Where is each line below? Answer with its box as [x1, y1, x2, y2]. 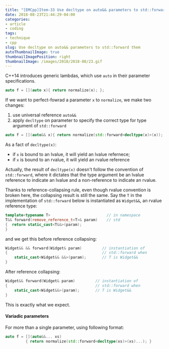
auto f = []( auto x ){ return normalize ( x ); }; [5, 88, 105, 93]
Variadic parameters [5, 313, 49, 319]
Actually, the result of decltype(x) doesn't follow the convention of [5, 167, 144, 172]
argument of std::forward [12, 123, 67, 129]
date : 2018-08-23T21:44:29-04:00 [5, 12, 75, 17]
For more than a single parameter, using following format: [5, 324, 124, 330]
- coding [5, 26, 24, 31]
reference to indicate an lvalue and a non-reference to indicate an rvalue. [5, 177, 157, 183]
